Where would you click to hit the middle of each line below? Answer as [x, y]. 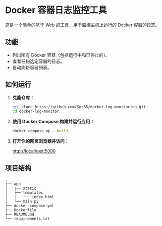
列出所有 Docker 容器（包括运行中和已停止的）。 [61, 55]
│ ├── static [21, 188]
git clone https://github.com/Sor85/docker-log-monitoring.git [79, 107]
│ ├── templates [24, 193]
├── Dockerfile [21, 210]
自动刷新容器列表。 [32, 67]
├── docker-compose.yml [30, 206]
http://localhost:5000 [34, 151]
